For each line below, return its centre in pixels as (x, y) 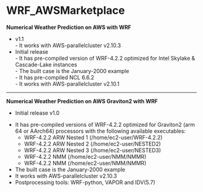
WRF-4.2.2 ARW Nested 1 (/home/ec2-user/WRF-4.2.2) (93, 137)
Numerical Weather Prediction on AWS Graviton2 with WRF (82, 101)
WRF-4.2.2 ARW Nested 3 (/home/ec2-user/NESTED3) (92, 150)
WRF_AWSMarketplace (66, 11)
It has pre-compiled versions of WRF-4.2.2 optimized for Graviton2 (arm (105, 124)
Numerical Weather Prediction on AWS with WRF (69, 27)
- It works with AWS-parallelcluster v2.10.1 (67, 84)
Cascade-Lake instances (46, 65)
